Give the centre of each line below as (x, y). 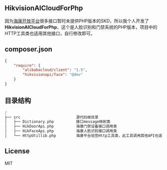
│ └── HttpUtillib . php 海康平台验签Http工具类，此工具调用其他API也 (82, 136)
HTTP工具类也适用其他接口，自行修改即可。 (50, 33)
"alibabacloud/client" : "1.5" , (55, 70)
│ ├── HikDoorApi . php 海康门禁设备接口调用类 (61, 127)
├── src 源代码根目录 (52, 117)
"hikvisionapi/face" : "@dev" (53, 75)
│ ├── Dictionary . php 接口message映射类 (58, 122)
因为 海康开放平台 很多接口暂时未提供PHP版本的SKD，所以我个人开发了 (77, 21)
